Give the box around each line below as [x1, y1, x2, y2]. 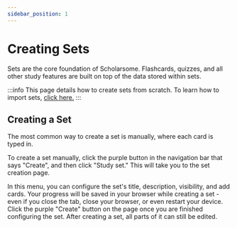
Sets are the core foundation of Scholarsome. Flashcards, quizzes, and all [7, 64, 224, 73]
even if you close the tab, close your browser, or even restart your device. [7, 198, 224, 206]
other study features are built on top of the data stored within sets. [7, 72, 202, 80]
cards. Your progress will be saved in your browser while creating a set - [7, 190, 220, 198]
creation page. [7, 169, 50, 177]
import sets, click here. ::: [7, 93, 82, 101]
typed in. [7, 139, 33, 149]
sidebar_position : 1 [7, 10, 69, 18]
